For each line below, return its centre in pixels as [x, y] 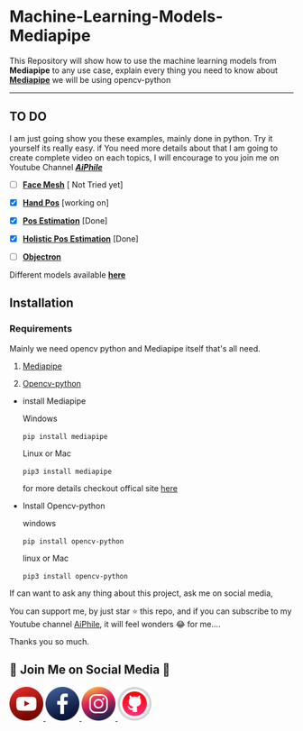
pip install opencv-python [73, 541]
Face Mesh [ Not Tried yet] [73, 184]
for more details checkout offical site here [100, 488]
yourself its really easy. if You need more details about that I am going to [143, 148]
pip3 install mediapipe [67, 471]
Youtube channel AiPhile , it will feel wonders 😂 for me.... [115, 624]
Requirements [41, 329]
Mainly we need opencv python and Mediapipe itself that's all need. [135, 348]
